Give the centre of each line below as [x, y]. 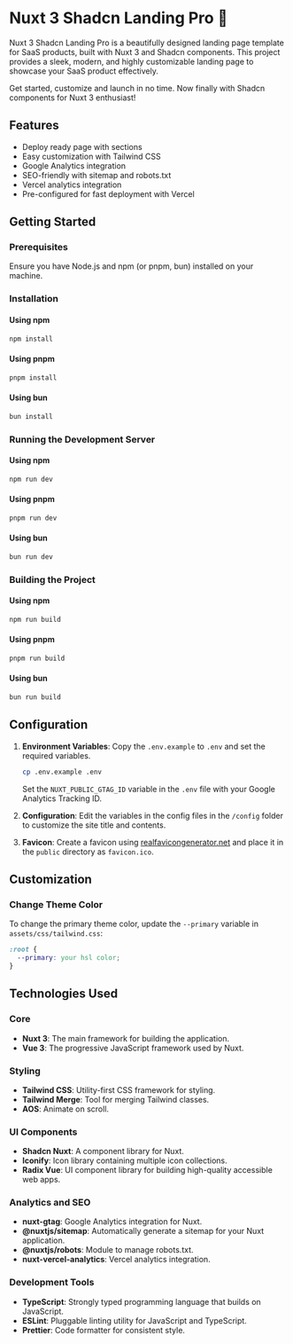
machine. [26, 276]
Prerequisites [39, 248]
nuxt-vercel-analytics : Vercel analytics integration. [116, 1260]
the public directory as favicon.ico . [88, 852]
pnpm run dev [33, 518]
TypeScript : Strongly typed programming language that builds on [141, 1301]
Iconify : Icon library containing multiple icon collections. [124, 1160]
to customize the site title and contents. [94, 825]
